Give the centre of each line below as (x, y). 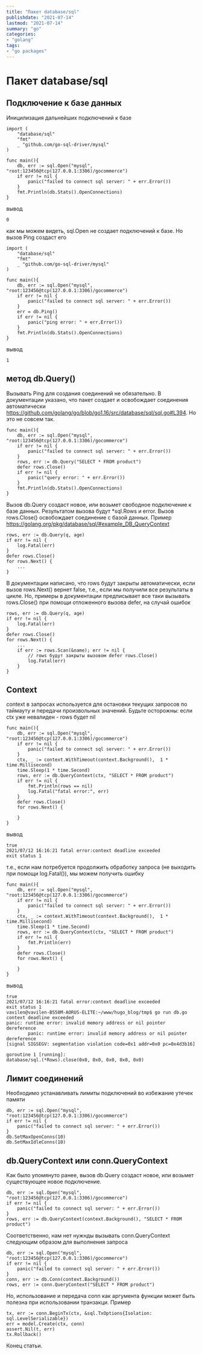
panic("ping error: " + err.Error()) (75, 322)
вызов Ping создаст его (36, 237)
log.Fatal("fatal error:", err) (69, 792)
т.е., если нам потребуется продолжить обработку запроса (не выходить (101, 867)
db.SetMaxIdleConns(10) (36, 1142)
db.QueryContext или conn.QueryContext (87, 1161)
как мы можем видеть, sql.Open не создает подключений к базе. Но (95, 230)
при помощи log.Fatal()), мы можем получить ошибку (75, 874)
